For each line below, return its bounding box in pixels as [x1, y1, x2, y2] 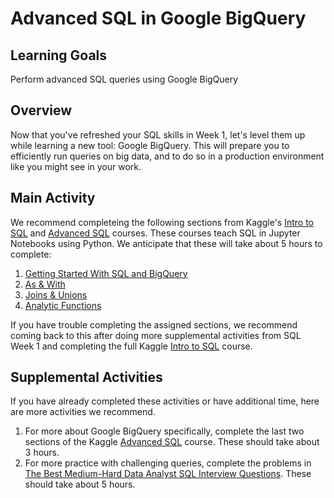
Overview [10, 102, 73, 119]
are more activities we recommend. [10, 406, 156, 418]
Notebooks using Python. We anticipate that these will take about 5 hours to [10, 237, 323, 249]
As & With [24, 278, 66, 290]
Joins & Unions [24, 288, 88, 301]
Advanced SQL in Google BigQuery [10, 7, 307, 30]
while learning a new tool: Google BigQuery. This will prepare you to [10, 139, 290, 151]
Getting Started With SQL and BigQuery [24, 267, 188, 279]
